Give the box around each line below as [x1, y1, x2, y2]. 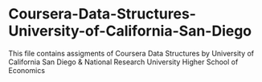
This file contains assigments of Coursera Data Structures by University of [8, 48, 255, 58]
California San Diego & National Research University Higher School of [8, 57, 239, 67]
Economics [8, 65, 46, 75]
